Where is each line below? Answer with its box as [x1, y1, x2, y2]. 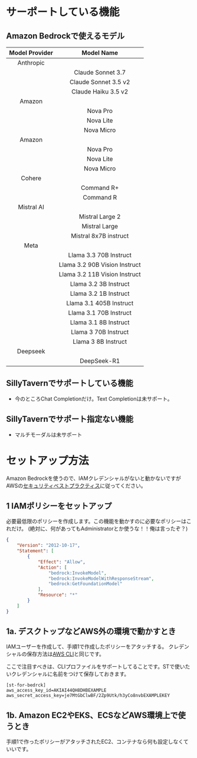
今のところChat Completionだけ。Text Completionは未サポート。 [14, 395, 173, 402]
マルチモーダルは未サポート [14, 431, 83, 438]
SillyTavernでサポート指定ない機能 [6, 414, 134, 424]
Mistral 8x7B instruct [70, 232, 129, 240]
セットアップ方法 [6, 454, 90, 467]
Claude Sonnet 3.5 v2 [70, 78, 130, 86]
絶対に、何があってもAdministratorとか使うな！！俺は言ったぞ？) [29, 525, 188, 533]
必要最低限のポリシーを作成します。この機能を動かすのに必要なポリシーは [6, 518, 187, 525]
